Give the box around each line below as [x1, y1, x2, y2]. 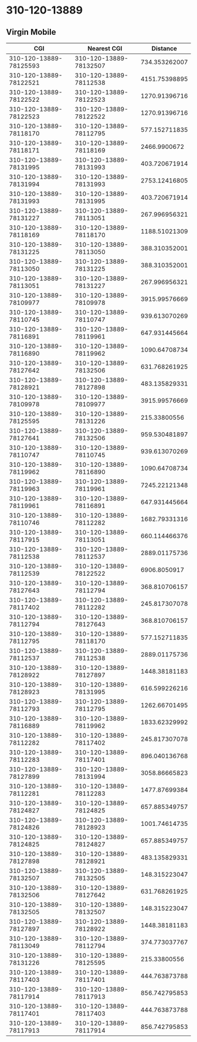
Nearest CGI [87, 45, 123, 52]
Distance [151, 45, 178, 52]
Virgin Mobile [6, 27, 56, 37]
